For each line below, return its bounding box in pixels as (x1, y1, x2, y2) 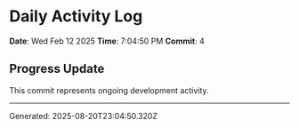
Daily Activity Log (9, 6, 143, 27)
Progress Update (9, 61, 105, 76)
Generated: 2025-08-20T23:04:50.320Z (9, 110, 158, 121)
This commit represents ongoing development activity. (9, 84, 209, 95)
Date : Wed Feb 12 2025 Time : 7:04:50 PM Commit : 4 (9, 36, 205, 46)
